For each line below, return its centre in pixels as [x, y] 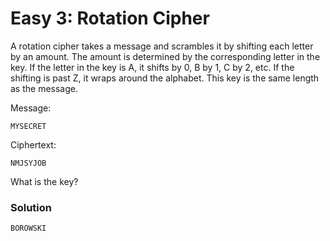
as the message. [44, 88]
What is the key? [44, 181]
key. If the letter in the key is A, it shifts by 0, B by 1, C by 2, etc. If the [152, 67]
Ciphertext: [33, 144]
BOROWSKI [28, 228]
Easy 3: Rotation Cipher [110, 18]
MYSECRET [28, 126]
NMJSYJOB [28, 163]
